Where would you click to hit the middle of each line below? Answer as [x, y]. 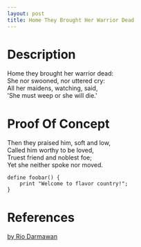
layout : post [26, 14]
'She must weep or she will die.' [53, 96]
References [41, 218]
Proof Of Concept [58, 124]
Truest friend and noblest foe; [49, 157]
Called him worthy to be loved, [51, 151]
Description [41, 54]
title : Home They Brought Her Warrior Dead [71, 20]
